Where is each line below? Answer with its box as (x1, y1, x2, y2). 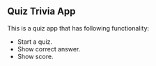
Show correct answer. (17, 44, 81, 53)
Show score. (17, 52, 54, 60)
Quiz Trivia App (7, 6, 76, 17)
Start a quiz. (17, 38, 53, 46)
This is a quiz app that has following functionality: (7, 24, 150, 32)
